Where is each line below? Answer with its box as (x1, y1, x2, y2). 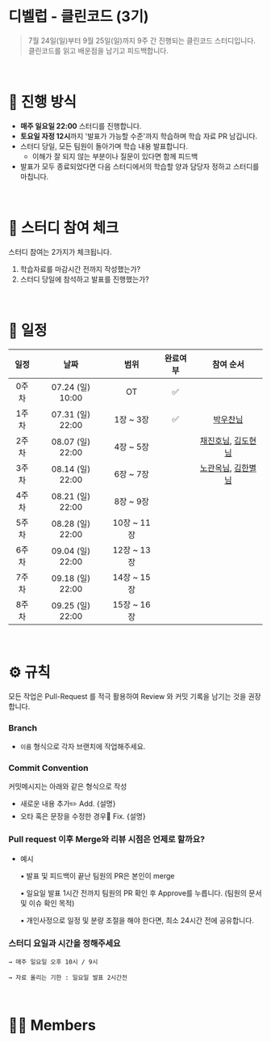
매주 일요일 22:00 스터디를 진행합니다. (19, 121, 142, 130)
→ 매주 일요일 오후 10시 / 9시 (8, 958, 98, 966)
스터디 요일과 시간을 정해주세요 (8, 938, 121, 949)
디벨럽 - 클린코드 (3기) (8, 7, 149, 26)
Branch (8, 722, 38, 733)
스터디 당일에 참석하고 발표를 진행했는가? (19, 274, 149, 284)
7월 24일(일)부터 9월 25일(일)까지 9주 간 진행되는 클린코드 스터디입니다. (27, 36, 256, 45)
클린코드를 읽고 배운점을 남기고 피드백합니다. (27, 45, 169, 55)
